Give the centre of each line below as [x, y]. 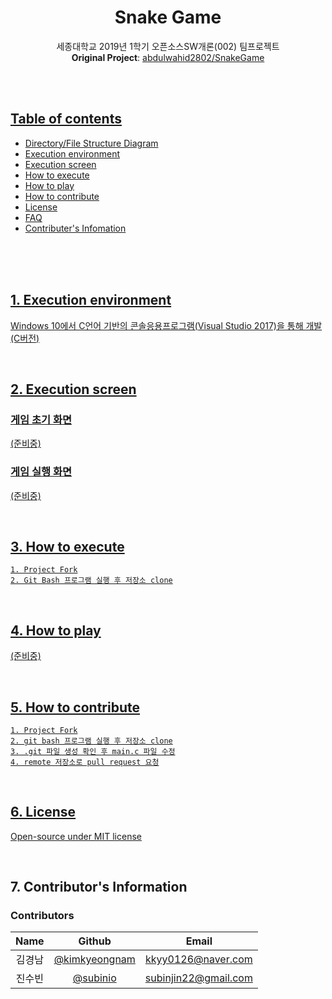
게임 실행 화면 [41, 472]
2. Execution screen [73, 389]
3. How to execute [67, 546]
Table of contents [66, 119]
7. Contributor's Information [99, 887]
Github [95, 941]
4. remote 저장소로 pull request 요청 [85, 762]
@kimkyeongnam [94, 959]
